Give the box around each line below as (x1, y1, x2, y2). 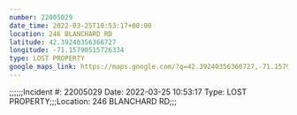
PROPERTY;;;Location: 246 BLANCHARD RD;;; (9, 96, 177, 106)
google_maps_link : (9, 63, 77, 72)
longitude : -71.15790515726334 (9, 46, 125, 55)
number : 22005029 (9, 12, 73, 22)
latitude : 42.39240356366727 (9, 37, 117, 47)
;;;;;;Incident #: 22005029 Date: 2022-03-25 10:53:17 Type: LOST (9, 86, 247, 97)
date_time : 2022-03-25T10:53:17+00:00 (9, 21, 152, 30)
